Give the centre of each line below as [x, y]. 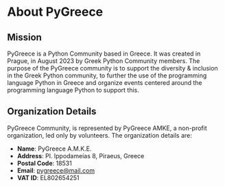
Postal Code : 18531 [44, 163]
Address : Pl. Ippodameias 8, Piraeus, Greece [81, 155]
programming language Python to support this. [73, 90]
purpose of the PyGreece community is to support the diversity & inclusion [113, 68]
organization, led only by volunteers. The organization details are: [99, 135]
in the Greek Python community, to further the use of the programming [107, 75]
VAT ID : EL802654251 [48, 177]
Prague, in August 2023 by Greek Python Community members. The [104, 61]
